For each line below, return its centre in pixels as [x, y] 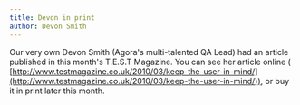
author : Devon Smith [48, 26]
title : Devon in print [52, 18]
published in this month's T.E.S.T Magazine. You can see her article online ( [150, 62]
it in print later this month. [58, 91]
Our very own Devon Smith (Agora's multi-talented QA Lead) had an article [149, 52]
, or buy [275, 81]
